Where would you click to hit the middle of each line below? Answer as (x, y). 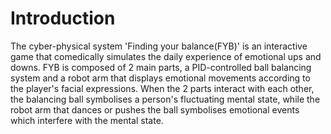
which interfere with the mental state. (87, 120)
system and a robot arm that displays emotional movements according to (160, 78)
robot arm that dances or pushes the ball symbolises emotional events (155, 109)
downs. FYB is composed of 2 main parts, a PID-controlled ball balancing (161, 67)
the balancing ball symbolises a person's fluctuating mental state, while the (165, 99)
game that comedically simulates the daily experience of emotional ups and (166, 56)
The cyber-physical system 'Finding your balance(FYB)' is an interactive (159, 46)
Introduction (63, 18)
